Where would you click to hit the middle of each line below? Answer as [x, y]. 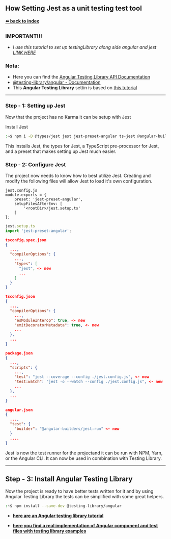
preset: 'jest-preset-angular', [49, 199]
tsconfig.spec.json [26, 240]
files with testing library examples [49, 531]
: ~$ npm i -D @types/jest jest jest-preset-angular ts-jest [70, 136]
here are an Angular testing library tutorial [58, 516]
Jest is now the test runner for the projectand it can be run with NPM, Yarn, [84, 453]
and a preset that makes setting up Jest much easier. [61, 151]
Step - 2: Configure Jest [36, 164]
